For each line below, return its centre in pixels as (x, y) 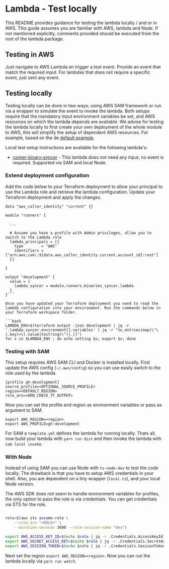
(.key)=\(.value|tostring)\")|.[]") (44, 334)
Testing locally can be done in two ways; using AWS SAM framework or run (83, 105)
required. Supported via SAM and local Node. (60, 162)
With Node (19, 457)
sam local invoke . (24, 444)
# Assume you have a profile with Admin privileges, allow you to (81, 233)
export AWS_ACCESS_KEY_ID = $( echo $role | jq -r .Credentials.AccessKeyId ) (85, 537)
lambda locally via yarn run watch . (41, 561)
